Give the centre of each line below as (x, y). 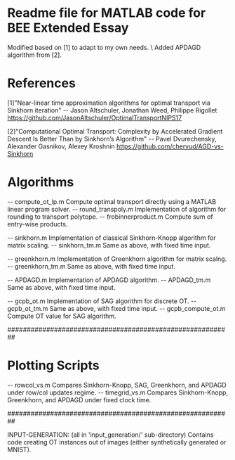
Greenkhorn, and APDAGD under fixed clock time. (79, 400)
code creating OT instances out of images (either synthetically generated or (117, 442)
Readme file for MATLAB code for (107, 13)
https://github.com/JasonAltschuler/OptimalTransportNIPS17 (95, 117)
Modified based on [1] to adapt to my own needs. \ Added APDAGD (104, 47)
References (41, 83)
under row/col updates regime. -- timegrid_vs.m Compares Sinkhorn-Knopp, (118, 392)
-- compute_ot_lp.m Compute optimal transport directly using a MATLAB (112, 201)
